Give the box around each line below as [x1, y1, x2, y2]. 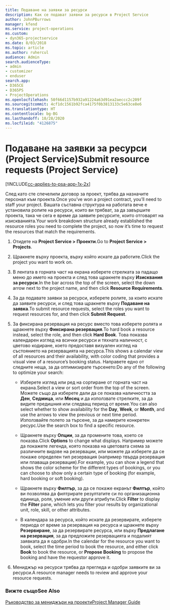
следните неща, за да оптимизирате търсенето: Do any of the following [12, 364, 165, 370]
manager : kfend [5, 21, 38, 27]
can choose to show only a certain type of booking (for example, [20, 470, 156, 476]
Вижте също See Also [5, 587, 60, 594]
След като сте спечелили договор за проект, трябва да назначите [5, 191, 149, 197]
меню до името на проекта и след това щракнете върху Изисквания [12, 274, 163, 280]
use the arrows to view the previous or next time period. [20, 412, 138, 418]
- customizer [5, 69, 33, 74]
